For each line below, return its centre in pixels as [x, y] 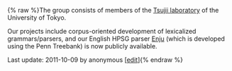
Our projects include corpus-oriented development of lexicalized [102, 31]
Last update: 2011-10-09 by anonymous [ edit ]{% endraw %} [95, 60]
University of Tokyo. [37, 18]
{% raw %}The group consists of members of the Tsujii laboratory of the [113, 10]
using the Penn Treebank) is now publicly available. [82, 46]
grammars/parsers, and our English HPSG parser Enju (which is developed [116, 39]
